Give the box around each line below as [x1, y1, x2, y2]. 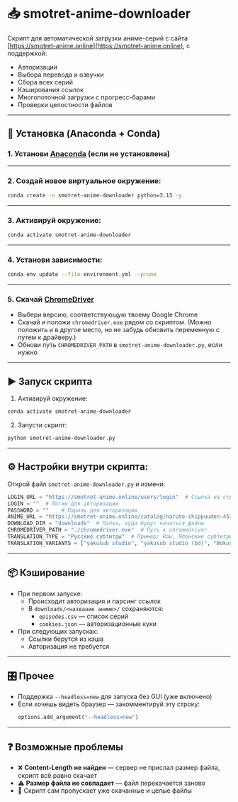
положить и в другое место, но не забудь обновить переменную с [17, 326, 220, 334]
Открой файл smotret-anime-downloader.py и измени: [7, 480, 166, 488]
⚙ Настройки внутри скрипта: [7, 461, 149, 473]
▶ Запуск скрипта [7, 375, 93, 388]
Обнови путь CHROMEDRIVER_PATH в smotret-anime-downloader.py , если [17, 341, 223, 349]
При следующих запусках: [17, 627, 98, 635]
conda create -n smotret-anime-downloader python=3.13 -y [7, 192, 182, 199]
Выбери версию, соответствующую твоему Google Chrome [17, 310, 198, 319]
